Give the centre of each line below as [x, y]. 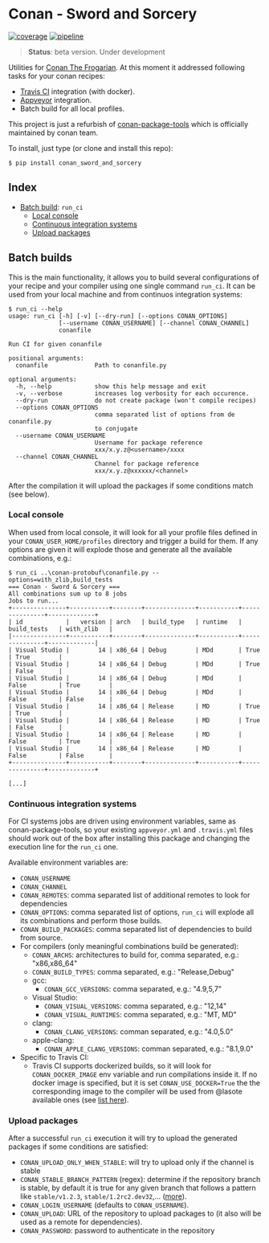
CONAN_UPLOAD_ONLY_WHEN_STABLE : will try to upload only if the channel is [137, 1163]
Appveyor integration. [56, 100]
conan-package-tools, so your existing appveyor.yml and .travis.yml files [131, 830]
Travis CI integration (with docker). [77, 91]
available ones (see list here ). [80, 1100]
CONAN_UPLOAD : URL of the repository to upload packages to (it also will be [141, 1213]
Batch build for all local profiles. [72, 108]
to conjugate [116, 428]
